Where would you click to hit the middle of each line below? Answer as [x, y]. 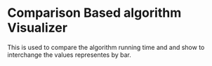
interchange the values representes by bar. [69, 55]
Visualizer [38, 28]
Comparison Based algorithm [94, 13]
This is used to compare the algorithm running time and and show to [106, 47]
